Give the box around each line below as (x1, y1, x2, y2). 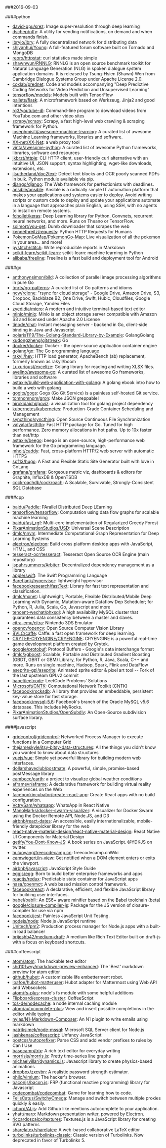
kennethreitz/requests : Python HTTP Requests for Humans (12, 229, 132, 234)
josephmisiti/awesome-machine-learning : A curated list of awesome (12, 129, 152, 134)
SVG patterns (12, 1122, 40, 1127)
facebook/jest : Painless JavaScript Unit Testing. (12, 913, 110, 919)
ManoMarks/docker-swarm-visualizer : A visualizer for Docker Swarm (12, 808, 154, 813)
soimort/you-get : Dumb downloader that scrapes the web (12, 223, 130, 229)
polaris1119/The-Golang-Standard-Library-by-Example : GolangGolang (12, 332, 155, 338)
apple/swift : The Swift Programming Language (12, 572, 107, 578)
